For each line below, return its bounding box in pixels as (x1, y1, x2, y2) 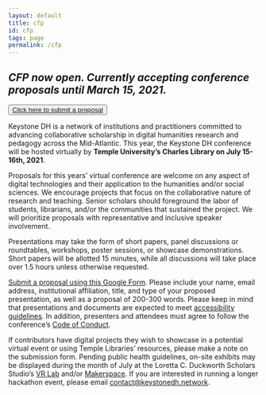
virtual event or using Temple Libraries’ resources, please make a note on (8, 343, 249, 353)
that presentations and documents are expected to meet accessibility (8, 303, 235, 312)
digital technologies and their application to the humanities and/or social (8, 179, 245, 188)
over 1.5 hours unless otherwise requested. (8, 261, 149, 271)
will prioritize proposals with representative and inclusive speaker (8, 212, 222, 223)
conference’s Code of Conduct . (8, 319, 111, 329)
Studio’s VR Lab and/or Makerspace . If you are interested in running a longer (8, 369, 259, 378)
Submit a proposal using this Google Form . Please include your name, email (8, 277, 256, 287)
